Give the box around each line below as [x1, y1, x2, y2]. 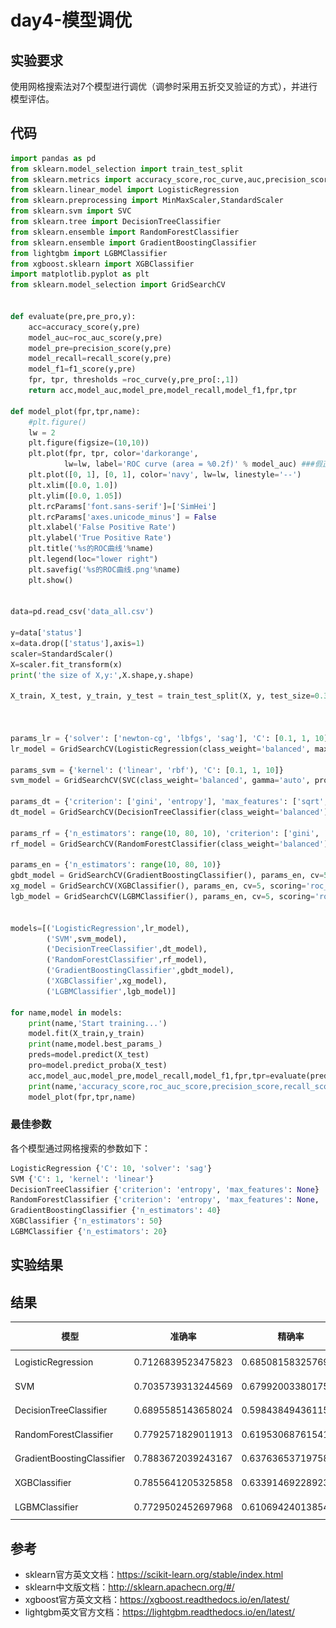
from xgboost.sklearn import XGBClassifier [10, 259, 195, 269]
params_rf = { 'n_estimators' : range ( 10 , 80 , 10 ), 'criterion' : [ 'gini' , [10, 828, 320, 838]
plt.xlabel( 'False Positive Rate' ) [28, 522, 177, 533]
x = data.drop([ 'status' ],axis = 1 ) [10, 639, 145, 649]
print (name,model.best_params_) [28, 1039, 163, 1050]
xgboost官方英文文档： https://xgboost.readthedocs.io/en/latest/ [24, 1594, 290, 1606]
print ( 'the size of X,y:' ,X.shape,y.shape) [10, 670, 195, 680]
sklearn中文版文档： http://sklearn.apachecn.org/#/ [24, 1581, 235, 1593]
